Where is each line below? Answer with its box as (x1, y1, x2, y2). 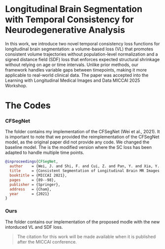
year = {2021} (9, 191, 50, 196)
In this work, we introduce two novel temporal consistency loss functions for (5, 40, 160, 46)
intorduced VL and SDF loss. (5, 224, 63, 230)
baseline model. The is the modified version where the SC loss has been (5, 144, 152, 150)
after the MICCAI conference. (17, 239, 77, 245)
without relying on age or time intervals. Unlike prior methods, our (5, 62, 139, 68)
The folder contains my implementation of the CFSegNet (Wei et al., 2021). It (5, 129, 160, 135)
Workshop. (5, 82, 28, 88)
